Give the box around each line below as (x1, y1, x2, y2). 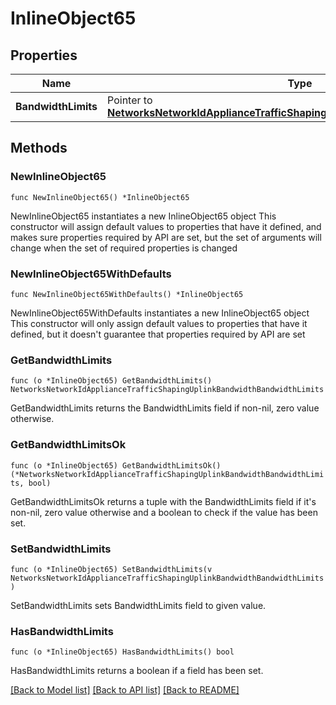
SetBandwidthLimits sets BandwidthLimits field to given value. (10, 599, 267, 611)
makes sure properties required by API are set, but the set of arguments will (10, 231, 322, 243)
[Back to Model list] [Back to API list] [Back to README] (10, 684, 240, 696)
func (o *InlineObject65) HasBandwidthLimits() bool (10, 647, 235, 657)
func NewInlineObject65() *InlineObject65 (10, 192, 190, 202)
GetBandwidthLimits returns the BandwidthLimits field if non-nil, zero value (10, 402, 320, 414)
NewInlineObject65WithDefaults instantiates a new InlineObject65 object (10, 307, 310, 319)
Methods (10, 140, 68, 157)
